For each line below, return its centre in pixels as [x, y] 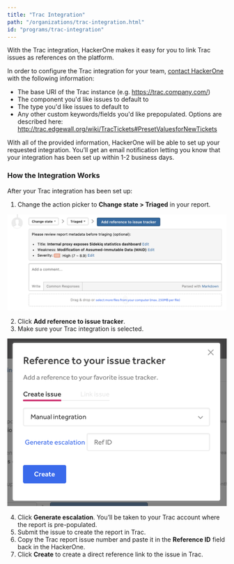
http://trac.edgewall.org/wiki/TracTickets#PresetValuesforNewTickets [117, 129]
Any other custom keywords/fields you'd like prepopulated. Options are [119, 114]
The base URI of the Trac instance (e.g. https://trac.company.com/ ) [114, 92]
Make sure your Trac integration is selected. [80, 329]
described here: [40, 121]
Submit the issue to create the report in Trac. [81, 532]
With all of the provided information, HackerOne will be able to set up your [114, 142]
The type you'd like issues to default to [73, 107]
